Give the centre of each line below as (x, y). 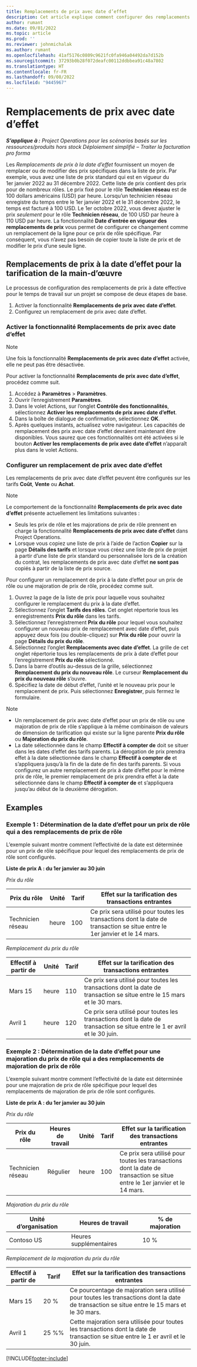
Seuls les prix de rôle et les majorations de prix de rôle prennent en (96, 525)
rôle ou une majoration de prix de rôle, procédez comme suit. (80, 586)
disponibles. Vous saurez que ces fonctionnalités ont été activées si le (99, 438)
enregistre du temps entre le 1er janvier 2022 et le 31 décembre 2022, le (93, 202)
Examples (24, 808)
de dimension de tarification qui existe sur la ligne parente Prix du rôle (99, 733)
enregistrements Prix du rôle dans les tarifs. (68, 616)
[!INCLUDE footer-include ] (37, 1358)
